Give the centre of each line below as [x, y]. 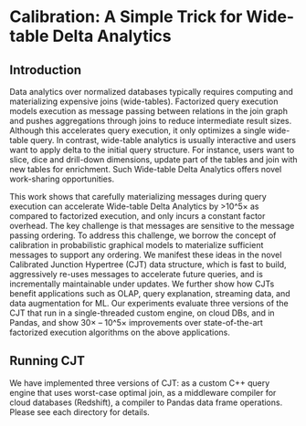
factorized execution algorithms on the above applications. [120, 332]
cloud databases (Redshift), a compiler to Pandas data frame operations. [146, 402]
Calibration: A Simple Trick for [126, 17]
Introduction [46, 70]
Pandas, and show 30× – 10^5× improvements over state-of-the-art [136, 322]
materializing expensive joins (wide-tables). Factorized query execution [144, 101]
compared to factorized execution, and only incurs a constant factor [137, 216]
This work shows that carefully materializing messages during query [138, 197]
